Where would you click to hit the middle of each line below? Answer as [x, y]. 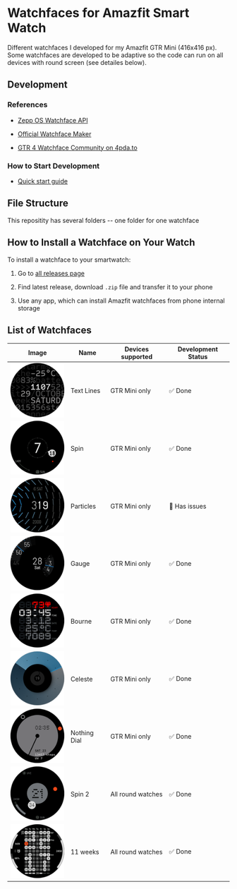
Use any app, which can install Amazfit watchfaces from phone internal [121, 301]
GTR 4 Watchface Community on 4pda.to [77, 147]
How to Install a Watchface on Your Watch [101, 242]
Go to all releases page [51, 273]
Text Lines [85, 391]
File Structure [38, 204]
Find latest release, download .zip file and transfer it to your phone [115, 286]
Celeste [81, 679]
